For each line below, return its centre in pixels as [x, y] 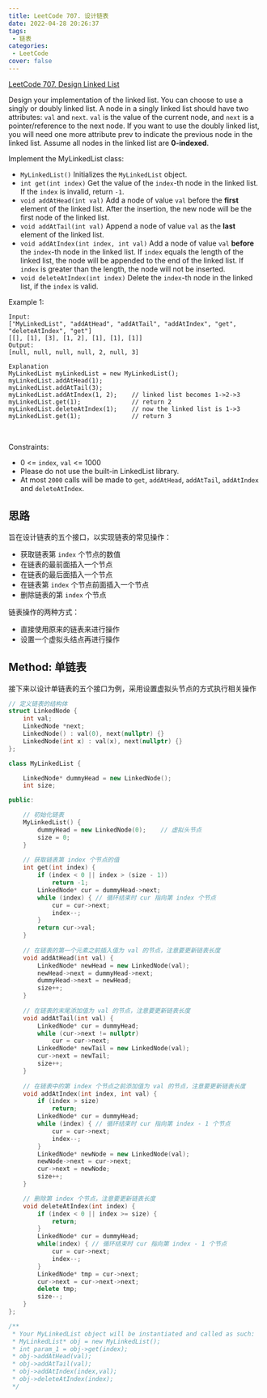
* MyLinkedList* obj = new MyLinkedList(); [86, 1341]
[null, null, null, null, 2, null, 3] [74, 352]
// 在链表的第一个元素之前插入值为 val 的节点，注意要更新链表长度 [122, 950]
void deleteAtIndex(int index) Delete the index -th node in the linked [136, 277]
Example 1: [26, 301]
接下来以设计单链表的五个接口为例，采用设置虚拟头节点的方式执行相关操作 [132, 688]
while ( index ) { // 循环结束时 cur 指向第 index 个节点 [127, 898]
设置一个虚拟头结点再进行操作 [70, 639]
